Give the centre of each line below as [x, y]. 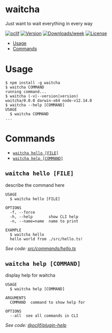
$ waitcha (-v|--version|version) [42, 96]
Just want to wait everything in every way [49, 23]
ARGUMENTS [16, 298]
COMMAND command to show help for [48, 302]
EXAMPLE [13, 230]
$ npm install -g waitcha [33, 82]
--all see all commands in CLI [44, 316]
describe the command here [35, 185]
